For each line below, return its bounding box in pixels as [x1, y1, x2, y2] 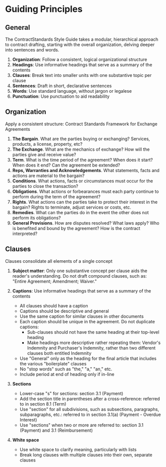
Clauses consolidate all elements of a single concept [5, 258, 113, 264]
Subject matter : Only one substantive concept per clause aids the [12, 268, 148, 274]
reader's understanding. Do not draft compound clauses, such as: [12, 273, 147, 279]
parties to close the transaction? [12, 183, 78, 189]
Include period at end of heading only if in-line [19, 371, 115, 377]
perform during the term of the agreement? [12, 193, 101, 199]
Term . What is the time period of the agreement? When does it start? [12, 157, 153, 163]
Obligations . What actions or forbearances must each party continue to [12, 188, 159, 194]
